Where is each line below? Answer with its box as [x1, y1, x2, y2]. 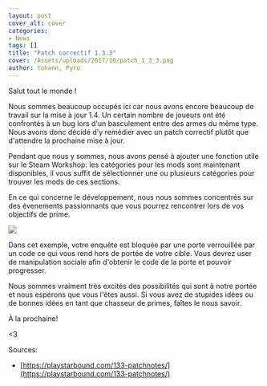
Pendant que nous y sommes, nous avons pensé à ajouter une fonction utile [8, 151, 259, 160]
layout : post [8, 11, 52, 20]
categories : [8, 26, 48, 35]
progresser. [8, 266, 47, 275]
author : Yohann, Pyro [8, 64, 81, 72]
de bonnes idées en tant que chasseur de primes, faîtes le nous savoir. [8, 298, 242, 307]
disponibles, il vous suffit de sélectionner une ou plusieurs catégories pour [8, 168, 255, 177]
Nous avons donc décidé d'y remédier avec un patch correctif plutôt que [8, 127, 249, 136]
